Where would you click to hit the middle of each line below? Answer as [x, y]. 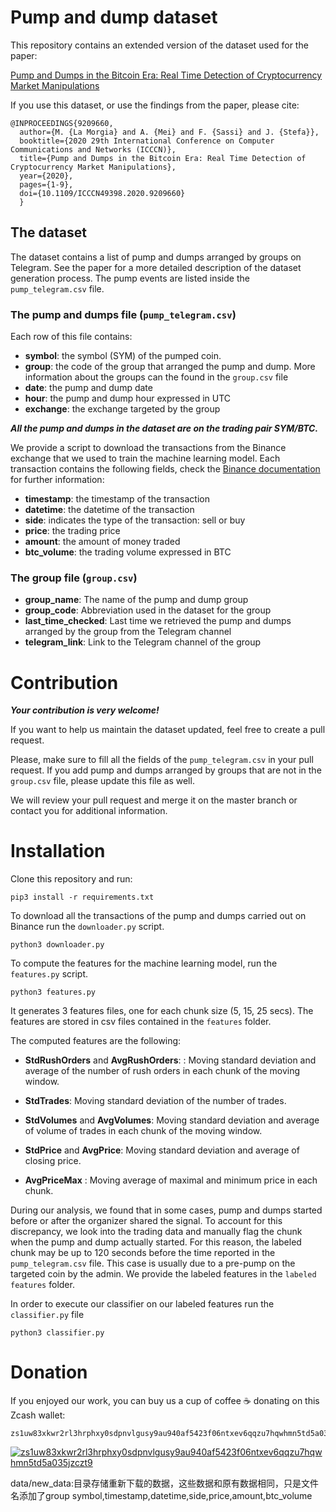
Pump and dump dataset [114, 17]
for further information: [57, 480]
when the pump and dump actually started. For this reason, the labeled [156, 1242]
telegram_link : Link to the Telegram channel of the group [143, 642]
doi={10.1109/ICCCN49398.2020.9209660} [102, 193]
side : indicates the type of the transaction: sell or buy [135, 520]
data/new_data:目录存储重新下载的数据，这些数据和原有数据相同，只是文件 [164, 1483]
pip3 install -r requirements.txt [82, 897]
